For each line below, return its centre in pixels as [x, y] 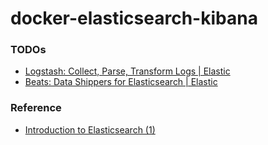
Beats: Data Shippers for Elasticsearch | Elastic [121, 82]
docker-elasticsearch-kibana [134, 18]
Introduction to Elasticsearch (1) [90, 129]
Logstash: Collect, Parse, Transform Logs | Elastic [127, 71]
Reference [36, 108]
